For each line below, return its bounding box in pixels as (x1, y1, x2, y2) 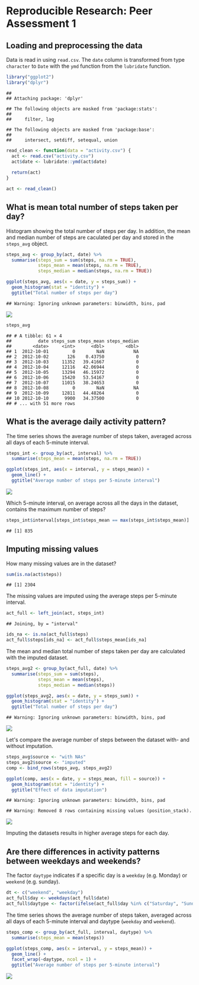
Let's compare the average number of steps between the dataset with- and (6, 736, 190, 744)
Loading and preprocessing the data (6, 40, 143, 51)
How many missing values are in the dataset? (6, 560, 117, 567)
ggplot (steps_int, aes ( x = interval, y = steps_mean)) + (6, 467, 150, 473)
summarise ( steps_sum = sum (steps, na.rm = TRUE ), (11, 257, 136, 263)
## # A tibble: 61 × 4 (6, 333, 62, 339)
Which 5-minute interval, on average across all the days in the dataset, (6, 499, 179, 506)
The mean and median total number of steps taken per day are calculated (6, 648, 185, 655)
